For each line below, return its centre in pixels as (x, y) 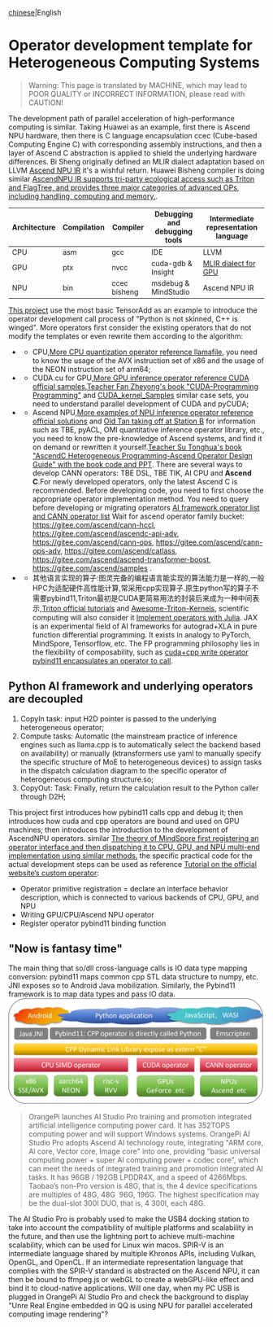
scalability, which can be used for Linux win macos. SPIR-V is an (116, 1245)
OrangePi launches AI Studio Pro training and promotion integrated (140, 1116)
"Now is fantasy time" (66, 948)
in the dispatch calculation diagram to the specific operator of (123, 770)
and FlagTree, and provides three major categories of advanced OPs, (124, 187)
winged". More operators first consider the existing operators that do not (130, 327)
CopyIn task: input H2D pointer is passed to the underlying (118, 718)
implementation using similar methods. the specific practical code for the (131, 856)
